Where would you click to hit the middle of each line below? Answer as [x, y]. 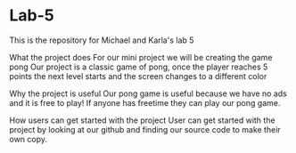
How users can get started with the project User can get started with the [142, 120]
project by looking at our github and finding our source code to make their [145, 129]
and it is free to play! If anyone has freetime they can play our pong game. [145, 102]
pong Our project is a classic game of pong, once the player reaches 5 [139, 67]
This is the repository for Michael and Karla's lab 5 [102, 40]
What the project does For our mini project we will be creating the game [141, 57]
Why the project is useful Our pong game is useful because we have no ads [148, 93]
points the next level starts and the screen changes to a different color [138, 76]
